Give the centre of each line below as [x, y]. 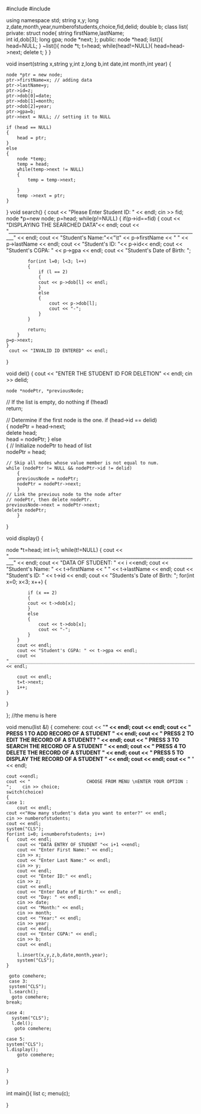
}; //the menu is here [31, 715]
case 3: [18, 981]
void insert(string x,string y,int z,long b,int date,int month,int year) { [89, 64]
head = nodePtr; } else [34, 439]
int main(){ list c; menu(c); [38, 1093]
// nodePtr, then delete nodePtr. [49, 500]
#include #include [28, 9]
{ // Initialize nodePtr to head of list [49, 446]
